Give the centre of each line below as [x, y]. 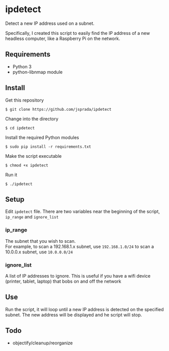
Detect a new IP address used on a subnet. [50, 23]
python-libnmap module [38, 72]
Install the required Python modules [42, 137]
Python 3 [22, 66]
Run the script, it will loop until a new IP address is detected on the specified [84, 309]
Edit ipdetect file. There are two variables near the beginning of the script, [82, 211]
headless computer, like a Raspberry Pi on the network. [63, 38]
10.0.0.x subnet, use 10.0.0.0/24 [39, 252]
